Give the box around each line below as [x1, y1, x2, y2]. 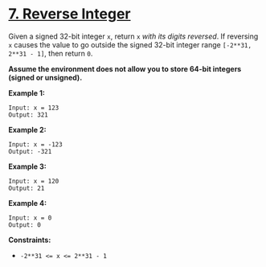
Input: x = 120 [8, 177, 59, 185]
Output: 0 [8, 220, 42, 229]
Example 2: [8, 125, 47, 134]
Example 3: [8, 162, 47, 171]
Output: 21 [8, 184, 45, 192]
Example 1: [8, 88, 46, 97]
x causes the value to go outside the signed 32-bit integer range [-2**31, [8, 39, 252, 49]
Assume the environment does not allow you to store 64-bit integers [8, 64, 242, 73]
